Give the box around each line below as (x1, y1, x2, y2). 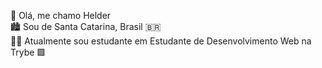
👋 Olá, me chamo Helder (10, 10, 112, 21)
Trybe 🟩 (10, 46, 47, 58)
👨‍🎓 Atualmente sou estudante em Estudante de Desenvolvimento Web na (10, 35, 312, 47)
